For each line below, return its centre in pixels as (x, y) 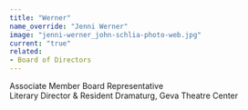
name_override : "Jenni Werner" (69, 26)
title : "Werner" (40, 18)
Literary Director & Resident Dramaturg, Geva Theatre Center (124, 95)
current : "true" (40, 43)
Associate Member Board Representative (87, 86)
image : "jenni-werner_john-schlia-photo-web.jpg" (106, 35)
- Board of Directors (51, 60)
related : (26, 52)
